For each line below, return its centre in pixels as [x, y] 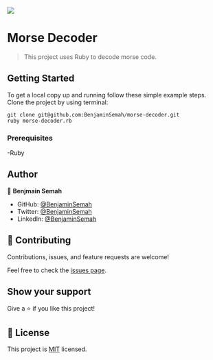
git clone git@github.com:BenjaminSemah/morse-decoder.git [93, 115]
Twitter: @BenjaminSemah [55, 211]
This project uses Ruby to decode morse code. [90, 57]
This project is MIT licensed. [47, 349]
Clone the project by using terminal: [58, 102]
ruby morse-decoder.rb [40, 121]
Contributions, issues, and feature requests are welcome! [88, 256]
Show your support [49, 292]
